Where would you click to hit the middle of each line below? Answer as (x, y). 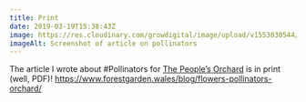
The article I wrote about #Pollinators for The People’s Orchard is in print (145, 69)
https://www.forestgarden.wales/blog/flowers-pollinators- (163, 79)
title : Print (34, 18)
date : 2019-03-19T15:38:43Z (63, 26)
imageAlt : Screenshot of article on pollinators (103, 43)
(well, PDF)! (31, 79)
